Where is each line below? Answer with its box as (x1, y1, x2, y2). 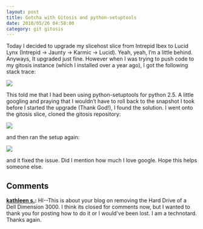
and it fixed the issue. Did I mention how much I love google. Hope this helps (6, 157, 198, 164)
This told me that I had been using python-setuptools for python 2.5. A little (6, 91, 194, 99)
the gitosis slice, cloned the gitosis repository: (6, 110, 121, 118)
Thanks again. (6, 216, 42, 224)
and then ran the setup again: (6, 134, 80, 141)
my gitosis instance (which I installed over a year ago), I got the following (6, 62, 188, 69)
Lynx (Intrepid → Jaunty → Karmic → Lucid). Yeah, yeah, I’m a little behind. (6, 49, 193, 56)
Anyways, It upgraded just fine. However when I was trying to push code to (6, 55, 195, 62)
